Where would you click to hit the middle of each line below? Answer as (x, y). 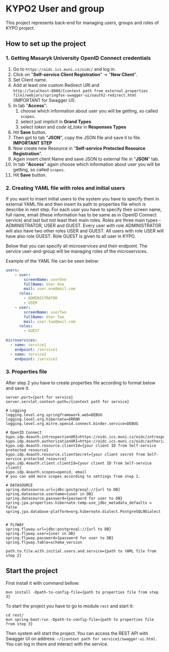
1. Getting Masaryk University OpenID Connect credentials (78, 58)
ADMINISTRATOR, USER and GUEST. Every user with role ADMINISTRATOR (83, 225)
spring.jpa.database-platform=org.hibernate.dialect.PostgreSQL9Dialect (83, 511)
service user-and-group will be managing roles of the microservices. (77, 251)
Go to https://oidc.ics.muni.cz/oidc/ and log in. (64, 69)
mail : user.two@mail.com (50, 321)
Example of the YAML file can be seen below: (52, 261)
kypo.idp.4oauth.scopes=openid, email (46, 472)
